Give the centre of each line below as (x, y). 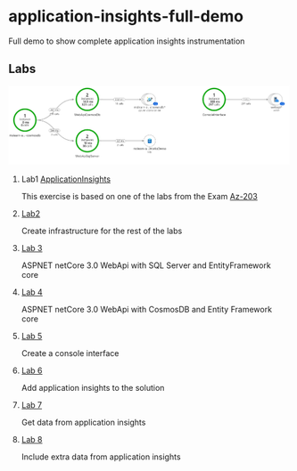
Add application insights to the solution (93, 388)
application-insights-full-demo (126, 16)
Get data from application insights (83, 422)
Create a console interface (70, 353)
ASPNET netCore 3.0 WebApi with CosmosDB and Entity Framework (147, 310)
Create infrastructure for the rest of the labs (102, 231)
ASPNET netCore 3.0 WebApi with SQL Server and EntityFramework (146, 265)
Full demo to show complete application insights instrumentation (127, 41)
